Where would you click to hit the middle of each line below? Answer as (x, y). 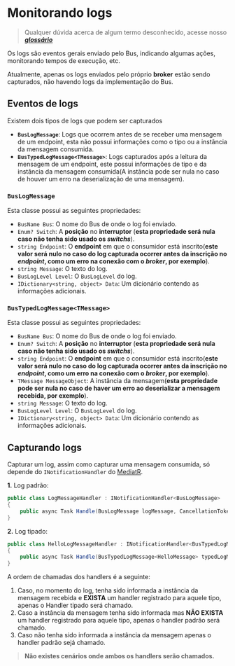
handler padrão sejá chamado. (62, 643)
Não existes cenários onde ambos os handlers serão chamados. (119, 656)
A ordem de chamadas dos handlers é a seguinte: (79, 577)
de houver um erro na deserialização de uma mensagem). (101, 179)
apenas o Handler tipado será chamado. (75, 605)
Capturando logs (44, 447)
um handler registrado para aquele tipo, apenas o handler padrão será (119, 620)
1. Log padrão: (28, 485)
